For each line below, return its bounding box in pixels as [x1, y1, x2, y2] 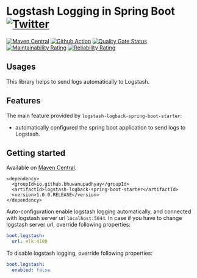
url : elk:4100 [12, 238, 48, 245]
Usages [6, 62, 36, 72]
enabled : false [12, 267, 51, 273]
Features [6, 96, 41, 106]
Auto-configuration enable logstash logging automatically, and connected [6, 208, 192, 215]
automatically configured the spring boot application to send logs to [15, 123, 186, 131]
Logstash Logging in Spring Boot [6, 4, 176, 18]
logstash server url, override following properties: [6, 221, 131, 229]
